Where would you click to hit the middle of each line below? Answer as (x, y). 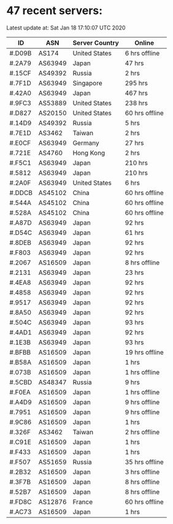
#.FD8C (21, 502)
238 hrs (136, 103)
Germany (86, 143)
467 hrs (136, 93)
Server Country (96, 42)
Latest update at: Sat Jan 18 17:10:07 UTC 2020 (66, 28)
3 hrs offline (142, 472)
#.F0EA (20, 392)
